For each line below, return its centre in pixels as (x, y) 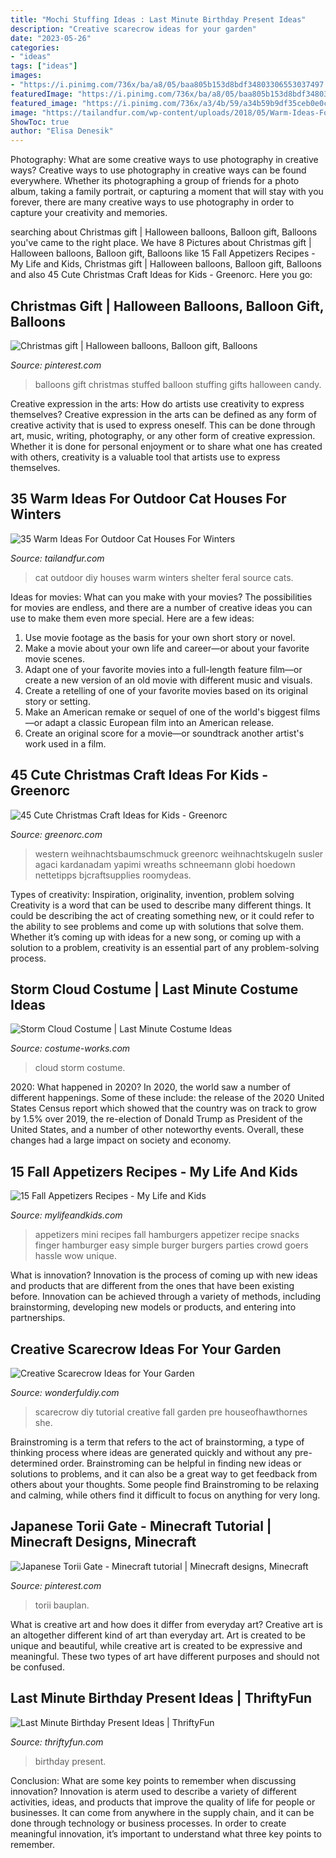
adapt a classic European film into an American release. (159, 722)
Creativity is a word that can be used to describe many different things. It (161, 905)
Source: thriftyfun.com (57, 1742)
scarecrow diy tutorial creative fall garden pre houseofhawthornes (171, 1412)
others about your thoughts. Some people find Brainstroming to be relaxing (165, 1484)
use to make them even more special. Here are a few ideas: (132, 618)
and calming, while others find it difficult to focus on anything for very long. (165, 1495)
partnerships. (38, 1318)
